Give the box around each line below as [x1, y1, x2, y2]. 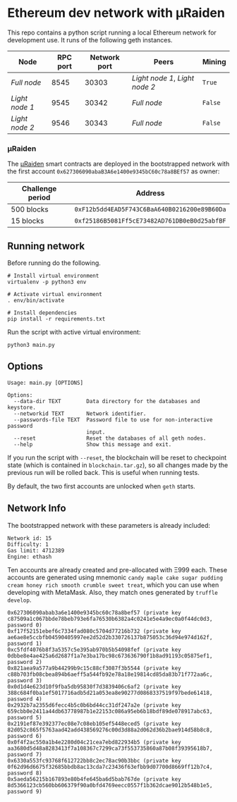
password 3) [7, 677, 42, 684]
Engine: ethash [7, 553, 52, 560]
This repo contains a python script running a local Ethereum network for [7, 28, 217, 37]
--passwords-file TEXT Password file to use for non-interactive [13, 416, 213, 424]
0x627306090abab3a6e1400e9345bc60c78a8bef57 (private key [7, 609, 181, 616]
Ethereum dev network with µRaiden [7, 5, 226, 21]
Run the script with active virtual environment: [7, 328, 141, 336]
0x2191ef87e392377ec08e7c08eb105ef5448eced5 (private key [7, 720, 181, 727]
